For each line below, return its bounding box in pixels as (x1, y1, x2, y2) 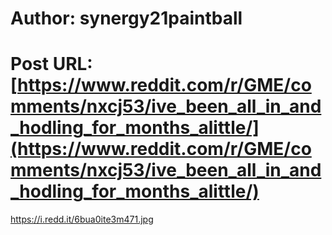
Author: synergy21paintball (10, 7, 243, 30)
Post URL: (10, 53, 93, 76)
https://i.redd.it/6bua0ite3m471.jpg (10, 213, 154, 226)
